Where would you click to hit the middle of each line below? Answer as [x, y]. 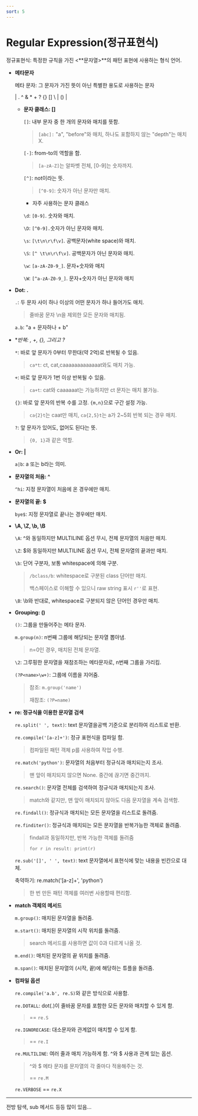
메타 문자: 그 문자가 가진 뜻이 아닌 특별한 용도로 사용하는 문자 [85, 85]
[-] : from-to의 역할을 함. [52, 153]
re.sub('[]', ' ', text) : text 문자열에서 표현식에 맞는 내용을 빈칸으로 [98, 860]
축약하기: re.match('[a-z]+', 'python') [59, 880]
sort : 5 [16, 11]
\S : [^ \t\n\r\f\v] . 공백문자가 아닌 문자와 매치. [79, 253]
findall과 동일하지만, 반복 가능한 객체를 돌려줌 [82, 837]
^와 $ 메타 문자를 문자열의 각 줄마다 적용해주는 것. [86, 1066]
